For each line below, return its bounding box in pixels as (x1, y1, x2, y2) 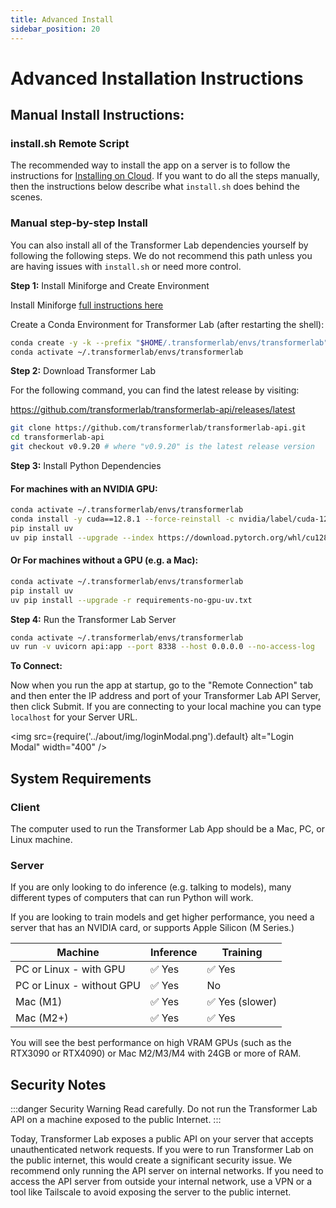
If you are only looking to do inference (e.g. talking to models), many (10, 881, 292, 893)
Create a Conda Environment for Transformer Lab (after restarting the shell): (10, 318, 325, 330)
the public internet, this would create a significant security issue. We (10, 1154, 293, 1166)
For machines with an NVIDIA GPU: (10, 482, 158, 495)
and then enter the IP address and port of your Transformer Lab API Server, (10, 690, 321, 702)
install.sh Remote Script (10, 137, 130, 150)
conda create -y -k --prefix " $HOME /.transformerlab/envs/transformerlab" (10, 337, 329, 348)
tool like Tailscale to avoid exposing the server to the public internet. (10, 1186, 292, 1198)
